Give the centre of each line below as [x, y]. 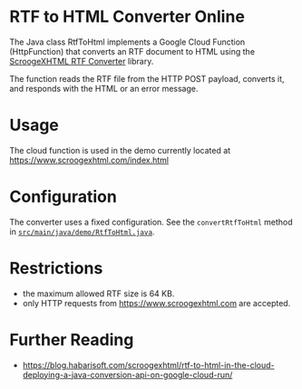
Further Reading [72, 339]
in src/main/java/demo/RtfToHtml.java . [82, 231]
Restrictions [56, 268]
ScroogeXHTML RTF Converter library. [82, 61]
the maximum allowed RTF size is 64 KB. [98, 294]
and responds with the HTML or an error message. [104, 88]
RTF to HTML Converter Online [127, 17]
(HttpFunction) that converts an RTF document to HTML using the [132, 51]
